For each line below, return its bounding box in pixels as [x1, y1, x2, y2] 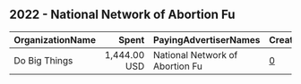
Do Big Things [13, 54, 73, 66]
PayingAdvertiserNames [153, 33, 261, 46]
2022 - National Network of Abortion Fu [9, 7, 236, 22]
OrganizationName [13, 33, 97, 46]
